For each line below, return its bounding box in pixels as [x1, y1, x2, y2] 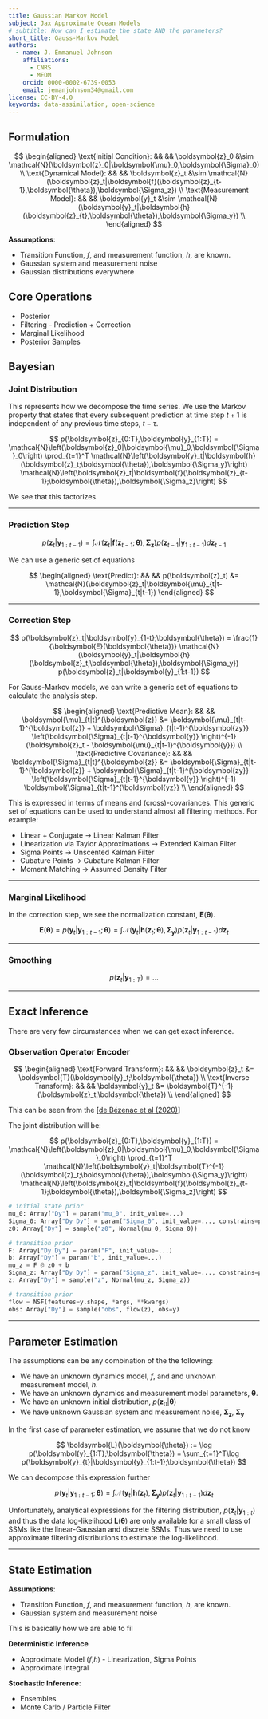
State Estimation [8, 1563, 93, 1576]
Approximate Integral [19, 1663, 89, 1673]
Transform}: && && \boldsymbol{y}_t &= [34, 1082, 165, 1091]
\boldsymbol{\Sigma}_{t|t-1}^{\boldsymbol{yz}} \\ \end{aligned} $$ [23, 783, 245, 792]
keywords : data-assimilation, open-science [8, 101, 156, 108]
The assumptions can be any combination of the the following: [8, 1356, 214, 1366]
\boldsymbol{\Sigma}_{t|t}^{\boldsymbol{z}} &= [11, 757, 169, 767]
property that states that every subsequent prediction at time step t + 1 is [8, 410, 247, 420]
